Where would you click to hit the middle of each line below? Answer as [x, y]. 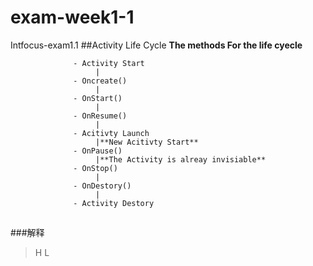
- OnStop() [95, 168]
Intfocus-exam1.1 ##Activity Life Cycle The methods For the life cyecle [156, 45]
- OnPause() [98, 151]
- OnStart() [98, 98]
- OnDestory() [102, 186]
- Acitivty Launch [111, 133]
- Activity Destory [114, 203]
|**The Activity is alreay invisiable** [181, 159]
